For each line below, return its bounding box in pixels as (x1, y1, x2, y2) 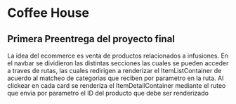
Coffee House (7, 5, 90, 21)
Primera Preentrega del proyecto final (7, 33, 176, 45)
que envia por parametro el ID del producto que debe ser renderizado (7, 89, 209, 97)
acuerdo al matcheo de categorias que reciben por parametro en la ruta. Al (7, 74, 224, 82)
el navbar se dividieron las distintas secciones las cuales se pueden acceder (7, 59, 229, 67)
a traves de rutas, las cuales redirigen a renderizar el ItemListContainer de (7, 67, 222, 74)
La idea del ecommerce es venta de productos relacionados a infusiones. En (7, 51, 229, 60)
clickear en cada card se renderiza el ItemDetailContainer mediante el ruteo (7, 82, 226, 89)
